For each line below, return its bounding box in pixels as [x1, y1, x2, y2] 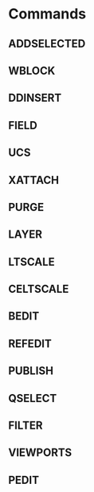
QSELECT [8, 391, 57, 405]
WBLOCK [8, 63, 56, 77]
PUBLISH [8, 364, 54, 378]
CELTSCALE [8, 283, 69, 296]
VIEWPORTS [8, 446, 72, 460]
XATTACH [8, 173, 60, 187]
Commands [8, 5, 87, 23]
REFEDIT [8, 336, 52, 350]
